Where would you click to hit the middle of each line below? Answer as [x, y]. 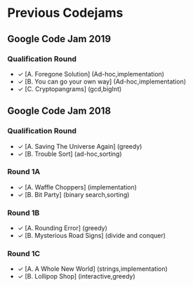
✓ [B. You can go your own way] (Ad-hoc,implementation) [102, 81]
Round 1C [24, 254]
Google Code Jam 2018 [59, 111]
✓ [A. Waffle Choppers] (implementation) [77, 187]
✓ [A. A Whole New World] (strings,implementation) [93, 269]
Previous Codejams [65, 13]
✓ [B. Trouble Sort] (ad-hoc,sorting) [69, 154]
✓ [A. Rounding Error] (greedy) [62, 228]
